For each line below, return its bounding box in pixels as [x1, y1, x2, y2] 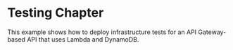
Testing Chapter [7, 5, 104, 21]
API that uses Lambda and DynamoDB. [27, 35, 139, 43]
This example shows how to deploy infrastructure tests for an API [7, 28, 197, 36]
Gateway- [198, 28, 227, 36]
